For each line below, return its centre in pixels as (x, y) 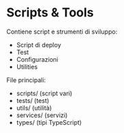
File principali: (26, 80)
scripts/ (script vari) (44, 93)
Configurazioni (37, 59)
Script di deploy (39, 45)
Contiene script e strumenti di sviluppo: (62, 32)
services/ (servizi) (42, 115)
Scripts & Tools (50, 13)
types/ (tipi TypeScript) (49, 122)
